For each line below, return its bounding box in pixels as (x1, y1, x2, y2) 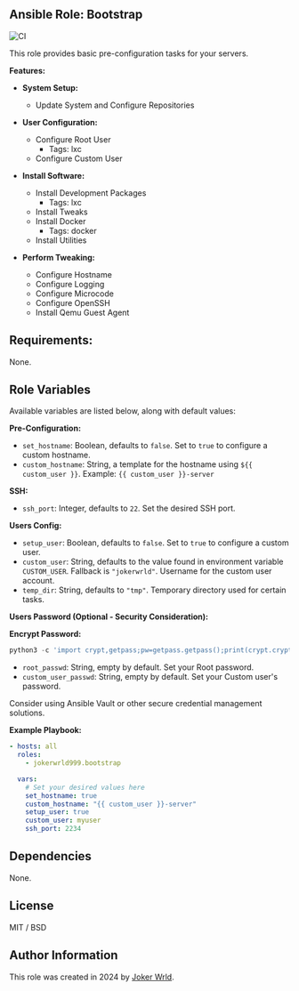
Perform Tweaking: (21, 252, 95, 262)
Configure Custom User (35, 153, 123, 164)
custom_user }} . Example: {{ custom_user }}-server (21, 469, 215, 479)
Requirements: (9, 333, 93, 348)
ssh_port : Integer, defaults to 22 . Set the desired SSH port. (21, 503, 236, 514)
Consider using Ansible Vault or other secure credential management (9, 698, 263, 709)
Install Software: (21, 170, 85, 181)
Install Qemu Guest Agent (35, 307, 130, 318)
